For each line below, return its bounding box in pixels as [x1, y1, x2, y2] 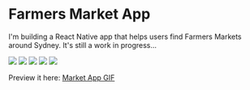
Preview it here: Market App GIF [8, 72, 115, 82]
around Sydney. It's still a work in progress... [8, 40, 157, 49]
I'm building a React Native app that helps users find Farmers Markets [8, 32, 242, 41]
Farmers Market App [8, 5, 151, 24]
